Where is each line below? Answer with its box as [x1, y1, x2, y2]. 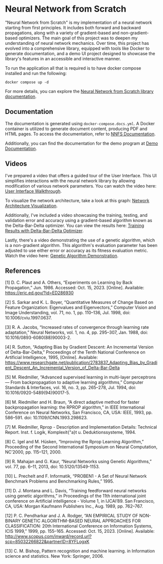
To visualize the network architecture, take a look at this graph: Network [5, 197, 149, 203]
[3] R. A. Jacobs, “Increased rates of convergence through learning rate [5, 324, 149, 330]
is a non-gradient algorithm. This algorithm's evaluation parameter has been [5, 242, 158, 248]
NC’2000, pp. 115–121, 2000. [5, 449, 62, 455]
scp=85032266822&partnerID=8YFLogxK [5, 539, 90, 545]
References [5, 266, 41, 275]
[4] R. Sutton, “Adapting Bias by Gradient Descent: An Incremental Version [5, 344, 154, 350]
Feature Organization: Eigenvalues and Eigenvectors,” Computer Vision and [5, 304, 156, 310]
